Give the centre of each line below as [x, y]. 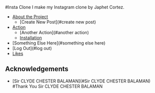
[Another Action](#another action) [54, 32]
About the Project [30, 17]
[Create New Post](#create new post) [58, 22]
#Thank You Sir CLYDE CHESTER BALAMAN [57, 86]
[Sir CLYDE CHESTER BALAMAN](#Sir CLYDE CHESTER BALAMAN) [81, 81]
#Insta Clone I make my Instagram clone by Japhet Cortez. [65, 7]
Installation [31, 38]
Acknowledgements [37, 69]
